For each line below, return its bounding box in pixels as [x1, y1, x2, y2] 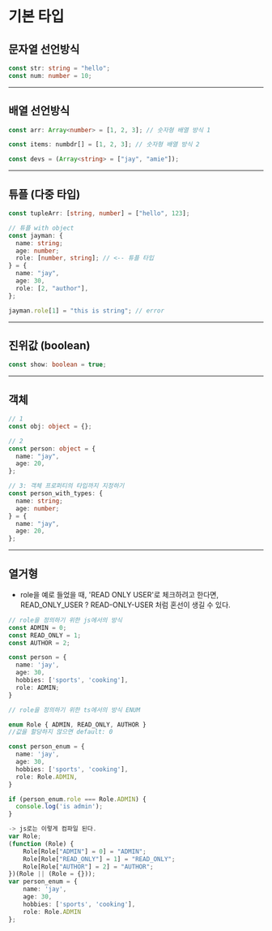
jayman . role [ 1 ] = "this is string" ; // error [8, 306, 164, 315]
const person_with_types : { [8, 489, 104, 498]
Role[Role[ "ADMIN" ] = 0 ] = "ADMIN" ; [23, 847, 147, 856]
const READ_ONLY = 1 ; [8, 631, 82, 640]
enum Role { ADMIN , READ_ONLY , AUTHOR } [8, 720, 147, 729]
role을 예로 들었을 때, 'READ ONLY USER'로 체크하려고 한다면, [19, 589, 219, 599]
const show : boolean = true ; [8, 360, 107, 369]
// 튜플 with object [8, 224, 74, 232]
